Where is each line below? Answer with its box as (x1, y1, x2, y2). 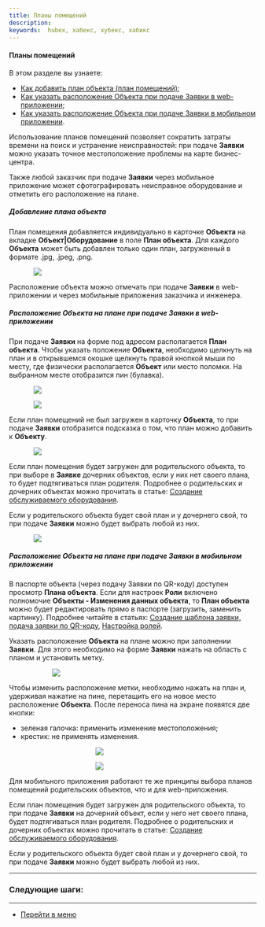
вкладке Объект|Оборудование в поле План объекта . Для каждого (9, 235, 239, 245)
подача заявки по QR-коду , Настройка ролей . (9, 621, 164, 630)
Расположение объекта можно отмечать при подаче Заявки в (9, 282, 220, 291)
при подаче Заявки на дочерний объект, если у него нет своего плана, (9, 808, 248, 818)
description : (9, 19, 52, 27)
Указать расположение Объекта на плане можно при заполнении (9, 637, 231, 646)
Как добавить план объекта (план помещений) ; (20, 83, 180, 93)
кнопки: (9, 708, 35, 718)
